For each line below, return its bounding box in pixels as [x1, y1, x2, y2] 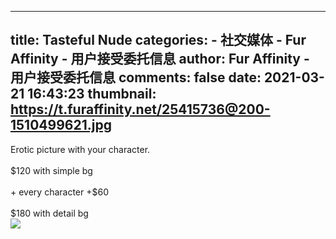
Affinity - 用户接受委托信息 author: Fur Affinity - [10, 51, 310, 68]
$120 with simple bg [10, 164, 93, 176]
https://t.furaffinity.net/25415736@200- [10, 101, 271, 118]
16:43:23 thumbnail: [27, 86, 157, 103]
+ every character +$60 [10, 186, 109, 198]
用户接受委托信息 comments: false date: [10, 69, 262, 86]
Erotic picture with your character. [10, 143, 151, 155]
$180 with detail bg [10, 207, 89, 219]
